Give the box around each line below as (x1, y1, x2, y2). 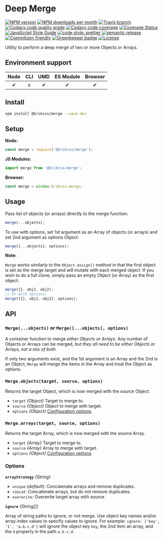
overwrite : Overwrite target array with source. (12, 494, 106, 500)
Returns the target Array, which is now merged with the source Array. (5, 431, 145, 436)
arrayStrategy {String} (5, 474, 51, 480)
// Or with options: (5, 292, 48, 297)
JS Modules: (5, 156, 31, 162)
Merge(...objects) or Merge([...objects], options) (5, 324, 129, 331)
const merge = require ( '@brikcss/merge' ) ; (5, 147, 93, 152)
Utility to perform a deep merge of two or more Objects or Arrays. (5, 44, 138, 50)
